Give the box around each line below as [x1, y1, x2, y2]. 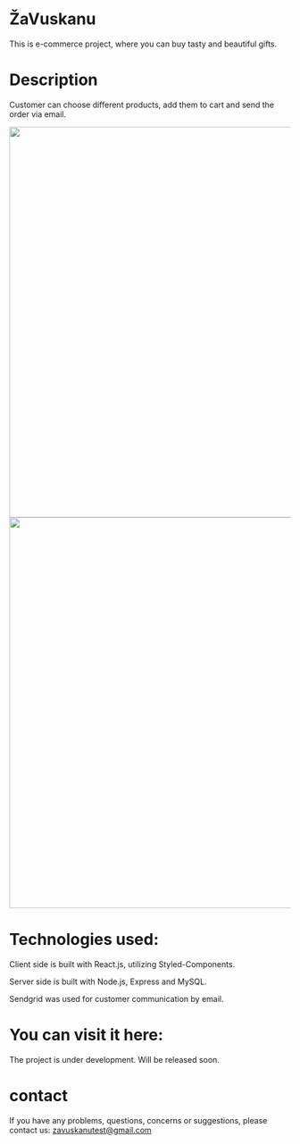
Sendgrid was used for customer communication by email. [9, 993, 225, 1004]
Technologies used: [9, 930, 159, 950]
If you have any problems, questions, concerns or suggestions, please [9, 1115, 268, 1125]
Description [9, 70, 98, 90]
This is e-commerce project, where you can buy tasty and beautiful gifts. [9, 38, 278, 49]
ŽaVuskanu [9, 9, 96, 29]
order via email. [9, 108, 67, 120]
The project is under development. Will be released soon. [9, 1054, 221, 1065]
